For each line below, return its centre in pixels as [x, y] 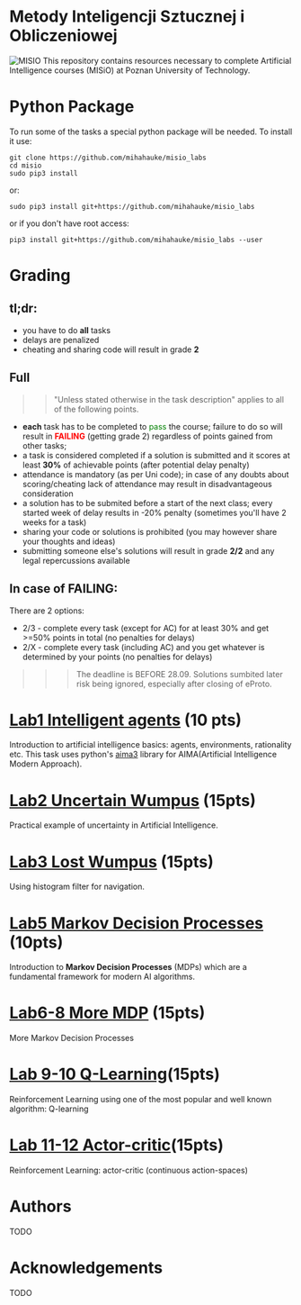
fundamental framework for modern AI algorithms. [102, 977]
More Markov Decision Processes [72, 1038]
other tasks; [44, 445]
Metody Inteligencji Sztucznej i [127, 17]
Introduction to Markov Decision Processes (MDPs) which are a [128, 967]
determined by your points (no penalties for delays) [117, 657]
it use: [21, 140]
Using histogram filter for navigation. [77, 887]
